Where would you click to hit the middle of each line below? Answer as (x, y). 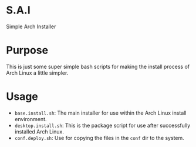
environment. (31, 119)
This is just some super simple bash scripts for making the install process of (98, 66)
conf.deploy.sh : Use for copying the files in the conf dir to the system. (99, 138)
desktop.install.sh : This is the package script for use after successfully (102, 125)
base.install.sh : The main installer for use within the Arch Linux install (100, 113)
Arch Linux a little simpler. (37, 73)
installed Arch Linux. (39, 131)
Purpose (27, 50)
